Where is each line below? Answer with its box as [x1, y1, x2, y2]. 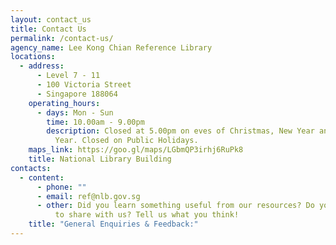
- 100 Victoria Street [36, 80, 132, 90]
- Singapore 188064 [36, 89, 118, 99]
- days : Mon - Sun [36, 107, 114, 118]
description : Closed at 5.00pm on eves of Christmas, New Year [46, 126, 315, 136]
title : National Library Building [28, 154, 172, 164]
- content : [19, 172, 65, 183]
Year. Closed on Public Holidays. [54, 136, 199, 146]
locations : [10, 52, 56, 62]
